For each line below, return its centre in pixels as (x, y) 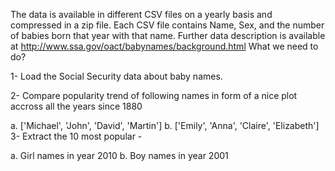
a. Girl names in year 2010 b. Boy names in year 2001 (119, 155)
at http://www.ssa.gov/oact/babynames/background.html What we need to (164, 46)
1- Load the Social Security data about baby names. (116, 76)
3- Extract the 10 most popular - (76, 136)
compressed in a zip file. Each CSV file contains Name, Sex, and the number (167, 25)
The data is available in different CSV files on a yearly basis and (141, 14)
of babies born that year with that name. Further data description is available (168, 35)
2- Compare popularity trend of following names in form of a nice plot (154, 95)
